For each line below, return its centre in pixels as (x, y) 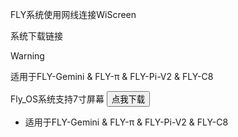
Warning (27, 56)
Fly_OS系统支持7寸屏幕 (57, 99)
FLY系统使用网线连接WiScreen (73, 14)
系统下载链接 (36, 36)
